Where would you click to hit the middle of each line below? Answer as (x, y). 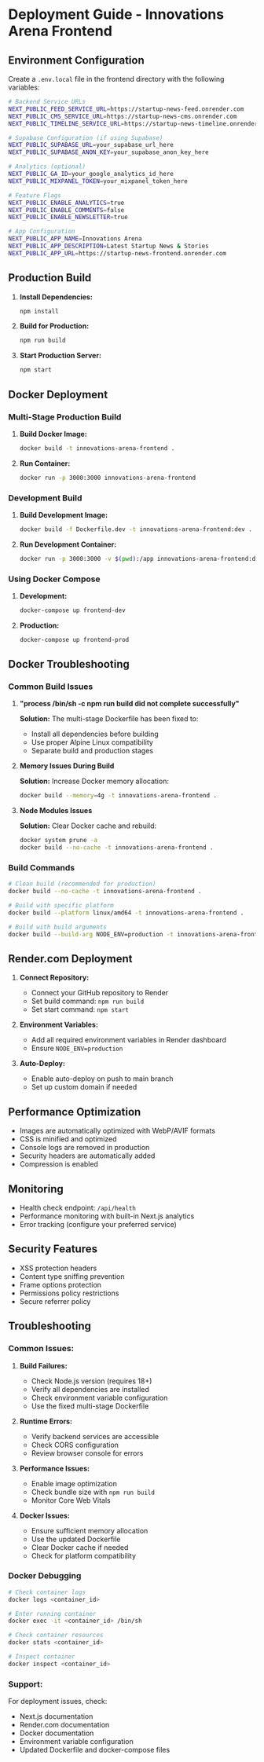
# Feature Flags (35, 195)
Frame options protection (60, 1284)
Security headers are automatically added (87, 1156)
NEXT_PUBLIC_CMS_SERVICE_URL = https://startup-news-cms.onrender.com (123, 116)
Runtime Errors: (46, 1421)
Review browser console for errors (87, 1453)
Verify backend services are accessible (95, 1436)
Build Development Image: (64, 515)
